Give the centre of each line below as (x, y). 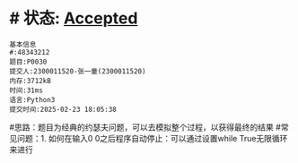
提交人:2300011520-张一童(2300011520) (78, 71)
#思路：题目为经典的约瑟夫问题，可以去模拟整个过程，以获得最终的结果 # (145, 127)
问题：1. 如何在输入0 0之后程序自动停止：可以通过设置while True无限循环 (152, 138)
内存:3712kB (30, 81)
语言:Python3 (32, 99)
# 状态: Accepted (74, 18)
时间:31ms (26, 90)
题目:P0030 (28, 62)
